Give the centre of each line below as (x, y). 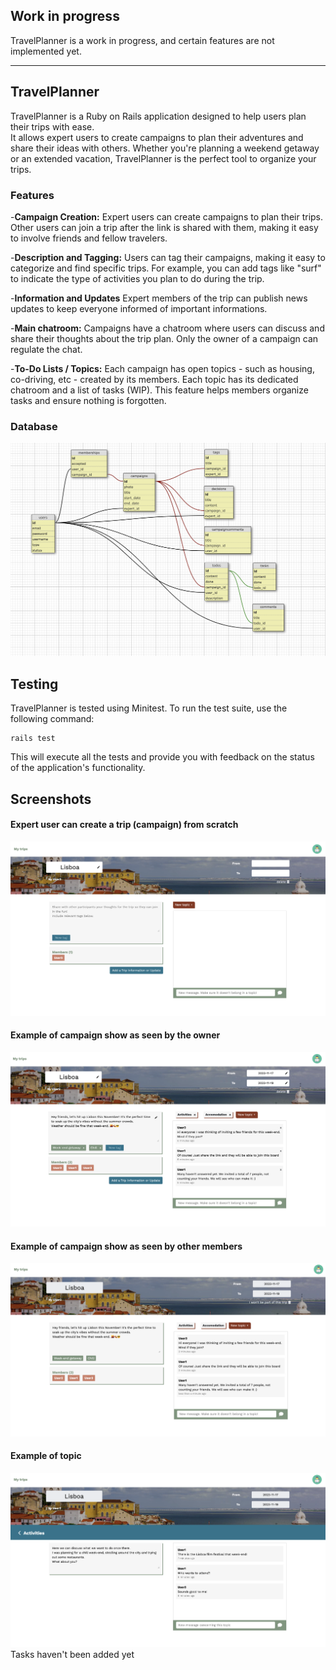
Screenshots (51, 799)
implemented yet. (46, 51)
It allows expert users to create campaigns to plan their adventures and (157, 137)
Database (34, 426)
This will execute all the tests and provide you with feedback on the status (162, 757)
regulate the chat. (46, 349)
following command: (52, 719)
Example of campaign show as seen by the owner (115, 1035)
